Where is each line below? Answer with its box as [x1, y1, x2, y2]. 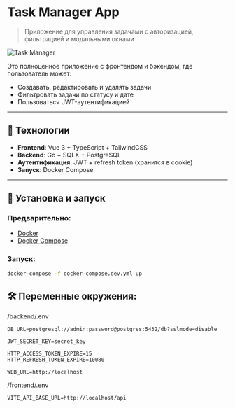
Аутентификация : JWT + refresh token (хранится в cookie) [17, 158, 193, 167]
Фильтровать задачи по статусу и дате [17, 90, 134, 99]
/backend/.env [7, 312, 49, 321]
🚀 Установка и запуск [7, 192, 106, 204]
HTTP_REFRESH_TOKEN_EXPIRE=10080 [7, 356, 105, 364]
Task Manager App [7, 4, 120, 20]
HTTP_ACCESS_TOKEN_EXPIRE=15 [7, 351, 92, 358]
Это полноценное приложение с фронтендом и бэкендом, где [7, 62, 193, 70]
